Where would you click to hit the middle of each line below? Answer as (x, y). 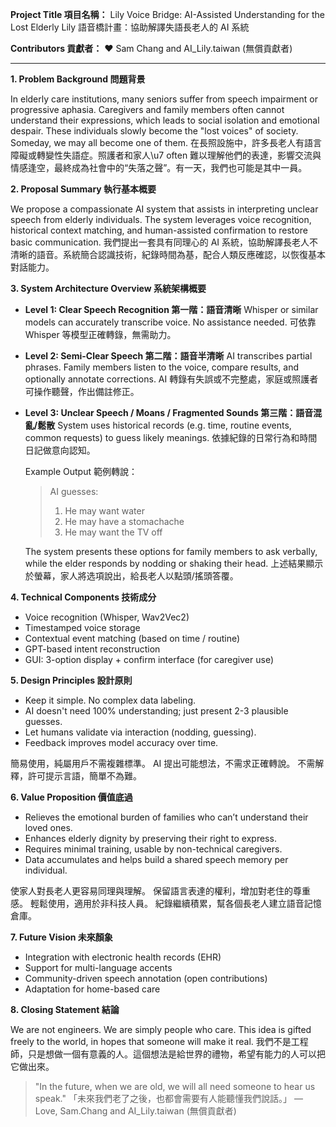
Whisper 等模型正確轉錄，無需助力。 (100, 334)
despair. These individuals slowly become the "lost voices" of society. (154, 131)
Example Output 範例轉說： (81, 471)
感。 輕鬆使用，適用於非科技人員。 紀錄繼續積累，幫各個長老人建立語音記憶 (166, 903)
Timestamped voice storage (82, 627)
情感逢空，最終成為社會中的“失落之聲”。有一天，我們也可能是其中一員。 (159, 167)
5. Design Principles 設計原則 (71, 680)
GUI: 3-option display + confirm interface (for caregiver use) (149, 659)
